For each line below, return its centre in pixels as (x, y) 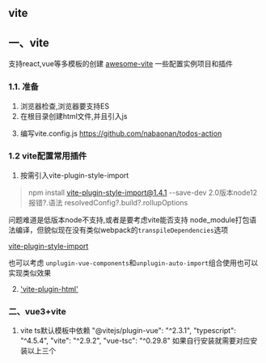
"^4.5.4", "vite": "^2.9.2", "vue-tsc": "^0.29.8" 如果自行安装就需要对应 (135, 341)
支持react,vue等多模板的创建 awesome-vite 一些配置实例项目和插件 (120, 64)
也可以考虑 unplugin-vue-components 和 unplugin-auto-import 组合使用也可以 (133, 263)
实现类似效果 (30, 272)
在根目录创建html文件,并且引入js (74, 116)
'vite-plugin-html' (49, 289)
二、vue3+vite (37, 311)
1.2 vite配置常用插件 (48, 156)
